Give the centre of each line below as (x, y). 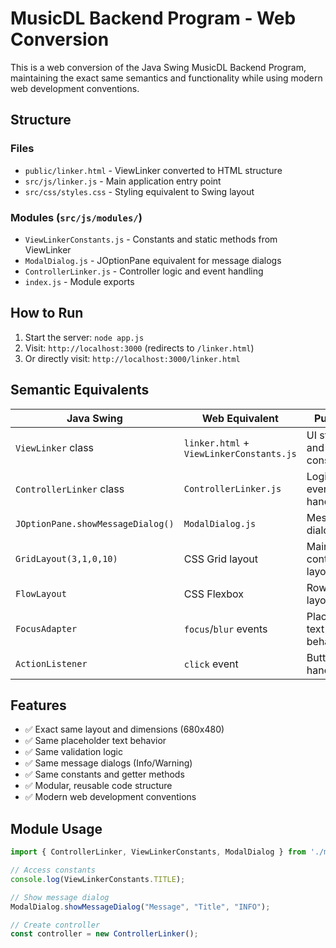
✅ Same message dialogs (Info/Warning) (108, 763)
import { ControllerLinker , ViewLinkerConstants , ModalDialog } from (158, 852)
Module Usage (56, 828)
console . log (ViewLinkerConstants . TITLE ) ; (98, 879)
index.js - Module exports (79, 281)
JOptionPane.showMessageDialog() (95, 523)
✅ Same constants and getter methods (104, 774)
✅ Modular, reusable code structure (98, 786)
